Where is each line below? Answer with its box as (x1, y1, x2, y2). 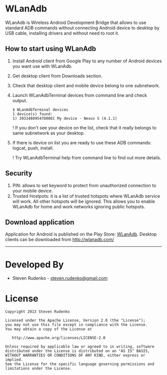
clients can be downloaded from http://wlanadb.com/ (5, 237, 114, 243)
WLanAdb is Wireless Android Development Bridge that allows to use (5, 19, 147, 25)
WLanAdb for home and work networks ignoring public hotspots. (12, 203, 146, 210)
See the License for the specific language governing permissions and (5, 362, 155, 367)
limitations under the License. (5, 366, 72, 371)
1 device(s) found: (12, 111, 53, 116)
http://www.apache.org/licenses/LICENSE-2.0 (11, 336, 106, 341)
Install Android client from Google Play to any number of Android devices (12, 58, 162, 64)
